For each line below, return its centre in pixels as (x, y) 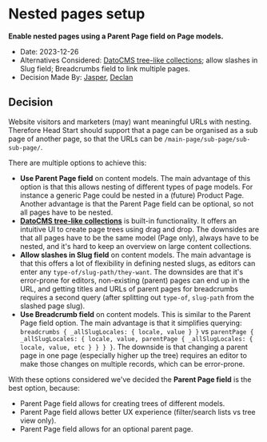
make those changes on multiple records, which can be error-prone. (132, 364)
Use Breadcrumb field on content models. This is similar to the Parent (135, 314)
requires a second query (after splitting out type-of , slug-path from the (137, 297)
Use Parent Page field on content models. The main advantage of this (135, 178)
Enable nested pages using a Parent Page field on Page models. (116, 36)
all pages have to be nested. (66, 212)
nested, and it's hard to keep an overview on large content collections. (135, 246)
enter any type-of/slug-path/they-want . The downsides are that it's (132, 271)
